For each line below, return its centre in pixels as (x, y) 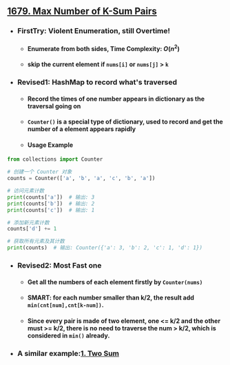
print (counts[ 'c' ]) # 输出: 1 (51, 210)
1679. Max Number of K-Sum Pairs (82, 11)
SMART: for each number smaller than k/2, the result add (111, 298)
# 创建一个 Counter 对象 (40, 172)
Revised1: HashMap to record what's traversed (97, 82)
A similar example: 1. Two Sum (68, 353)
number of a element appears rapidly (82, 129)
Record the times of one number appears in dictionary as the (116, 99)
